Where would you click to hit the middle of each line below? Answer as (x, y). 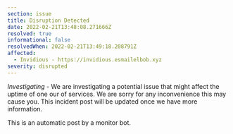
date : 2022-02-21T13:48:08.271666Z (59, 27)
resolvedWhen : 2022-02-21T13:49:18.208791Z (72, 47)
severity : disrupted (38, 66)
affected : (22, 54)
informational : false (39, 40)
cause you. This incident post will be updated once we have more (102, 101)
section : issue (30, 14)
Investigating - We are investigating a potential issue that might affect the (113, 86)
